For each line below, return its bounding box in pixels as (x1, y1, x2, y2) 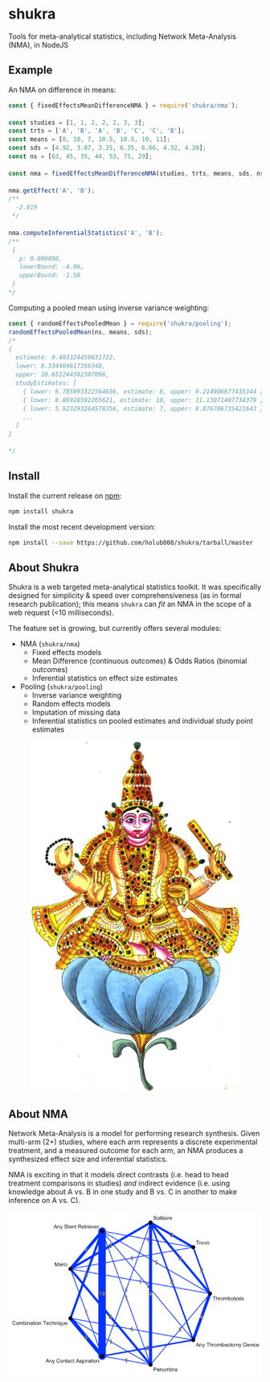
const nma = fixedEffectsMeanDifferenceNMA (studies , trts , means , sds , (8, 169, 253, 177)
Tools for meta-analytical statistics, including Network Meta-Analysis (8, 31, 237, 41)
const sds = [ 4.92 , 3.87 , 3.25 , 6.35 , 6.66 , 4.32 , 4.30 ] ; (8, 144, 207, 152)
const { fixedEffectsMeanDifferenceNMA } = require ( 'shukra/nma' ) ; (8, 102, 239, 110)
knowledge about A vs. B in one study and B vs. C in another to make (8, 1187, 237, 1197)
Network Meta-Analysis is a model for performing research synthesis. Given (8, 1129, 260, 1139)
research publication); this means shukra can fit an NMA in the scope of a (8, 600, 252, 609)
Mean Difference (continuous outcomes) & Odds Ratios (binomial (31, 656, 247, 666)
